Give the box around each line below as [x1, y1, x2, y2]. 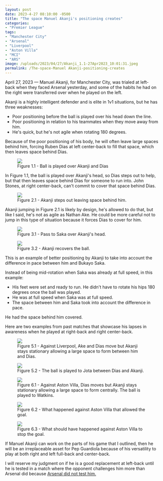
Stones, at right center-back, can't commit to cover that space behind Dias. [5, 183, 156, 189]
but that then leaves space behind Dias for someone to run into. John [5, 178, 144, 183]
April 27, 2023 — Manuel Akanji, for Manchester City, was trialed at [5, 79, 140, 85]
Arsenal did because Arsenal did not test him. [5, 471, 96, 477]
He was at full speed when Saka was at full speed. [12, 295, 113, 300]
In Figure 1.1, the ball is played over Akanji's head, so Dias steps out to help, [5, 173, 156, 178]
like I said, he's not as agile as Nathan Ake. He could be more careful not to [5, 212, 156, 217]
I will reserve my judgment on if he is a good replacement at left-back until [5, 461, 154, 466]
